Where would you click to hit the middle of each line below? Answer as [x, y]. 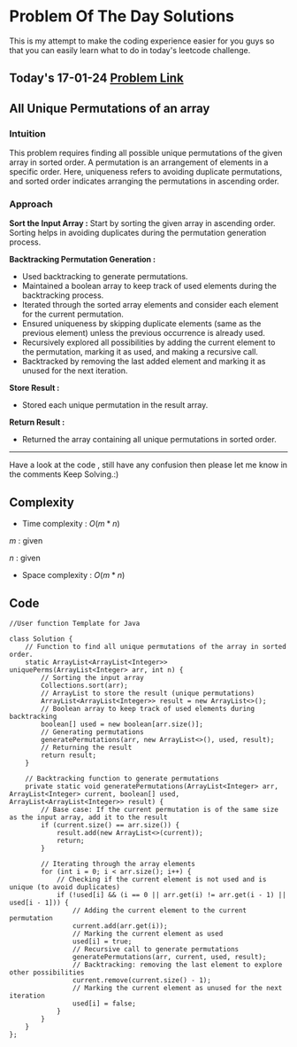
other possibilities [47, 973]
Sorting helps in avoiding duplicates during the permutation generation [138, 233]
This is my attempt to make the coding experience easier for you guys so [142, 41]
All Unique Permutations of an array [110, 108]
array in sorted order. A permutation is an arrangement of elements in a [139, 162]
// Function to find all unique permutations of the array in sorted [156, 646]
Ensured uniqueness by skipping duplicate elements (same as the [141, 324]
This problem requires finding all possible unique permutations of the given [146, 153]
